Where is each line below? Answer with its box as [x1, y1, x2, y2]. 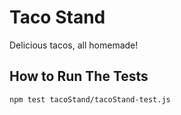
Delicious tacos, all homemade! [9, 39, 139, 51]
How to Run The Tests [9, 68, 149, 85]
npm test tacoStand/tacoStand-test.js [9, 94, 171, 105]
